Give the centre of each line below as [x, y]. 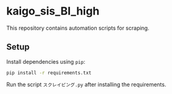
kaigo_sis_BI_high [53, 11]
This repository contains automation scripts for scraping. [78, 28]
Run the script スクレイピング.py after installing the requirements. [86, 84]
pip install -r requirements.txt [49, 73]
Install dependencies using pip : [46, 61]
